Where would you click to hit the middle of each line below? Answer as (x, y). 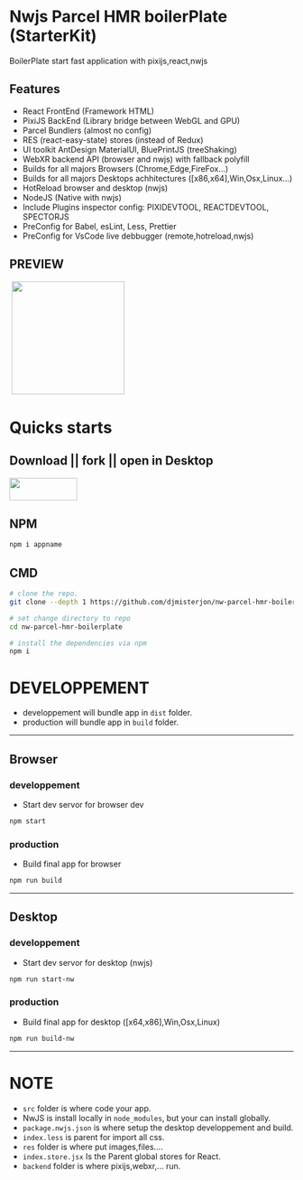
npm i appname (36, 545)
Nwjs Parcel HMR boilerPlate (119, 17)
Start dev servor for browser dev (83, 804)
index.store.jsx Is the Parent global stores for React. (121, 1156)
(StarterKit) (53, 36)
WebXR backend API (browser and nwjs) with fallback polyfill (136, 159)
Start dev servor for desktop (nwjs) (87, 962)
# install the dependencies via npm (78, 643)
